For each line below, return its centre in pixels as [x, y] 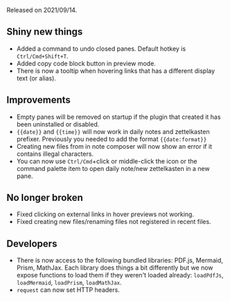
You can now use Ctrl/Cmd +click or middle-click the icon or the [107, 161]
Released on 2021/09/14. [42, 10]
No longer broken [45, 198]
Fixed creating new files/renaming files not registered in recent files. [114, 222]
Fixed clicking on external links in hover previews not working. [105, 214]
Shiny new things [45, 32]
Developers [32, 244]
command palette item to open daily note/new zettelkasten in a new [113, 168]
